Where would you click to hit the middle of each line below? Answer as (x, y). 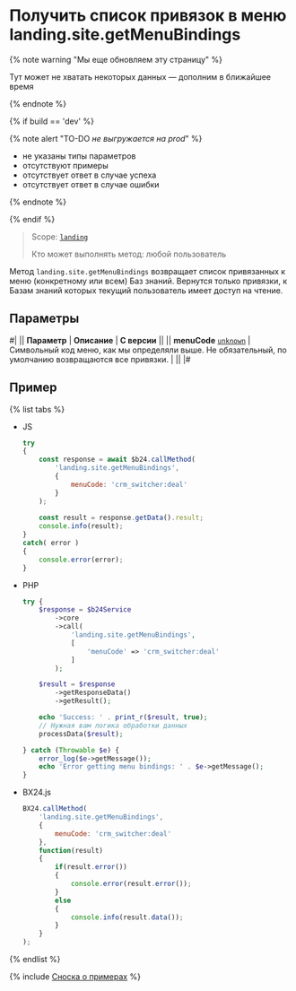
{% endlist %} (35, 960)
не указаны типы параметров (79, 156)
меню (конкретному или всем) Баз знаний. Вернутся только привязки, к (148, 281)
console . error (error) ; (81, 560)
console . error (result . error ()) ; (131, 884)
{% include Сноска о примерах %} (75, 977)
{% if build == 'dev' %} (52, 121)
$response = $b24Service (85, 610)
